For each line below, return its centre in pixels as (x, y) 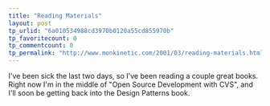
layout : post (30, 23)
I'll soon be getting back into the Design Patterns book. (99, 93)
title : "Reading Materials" (55, 16)
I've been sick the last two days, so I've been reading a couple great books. (133, 76)
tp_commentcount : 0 (41, 46)
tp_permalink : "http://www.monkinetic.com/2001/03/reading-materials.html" (138, 53)
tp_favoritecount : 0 (43, 38)
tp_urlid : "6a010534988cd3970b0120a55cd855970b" (91, 31)
